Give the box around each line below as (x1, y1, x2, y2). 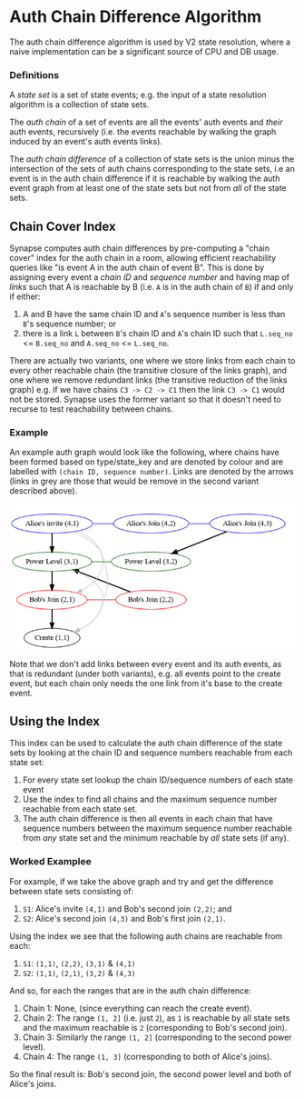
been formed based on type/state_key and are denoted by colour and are (9, 456, 284, 467)
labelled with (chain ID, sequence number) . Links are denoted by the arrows (9, 466, 294, 477)
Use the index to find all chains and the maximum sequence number (22, 794, 278, 805)
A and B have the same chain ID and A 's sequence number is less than (22, 309, 286, 320)
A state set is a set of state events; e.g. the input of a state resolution (9, 89, 267, 101)
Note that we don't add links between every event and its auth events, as (9, 658, 282, 669)
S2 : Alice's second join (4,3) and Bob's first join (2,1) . (22, 913, 226, 923)
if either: (9, 291, 41, 302)
